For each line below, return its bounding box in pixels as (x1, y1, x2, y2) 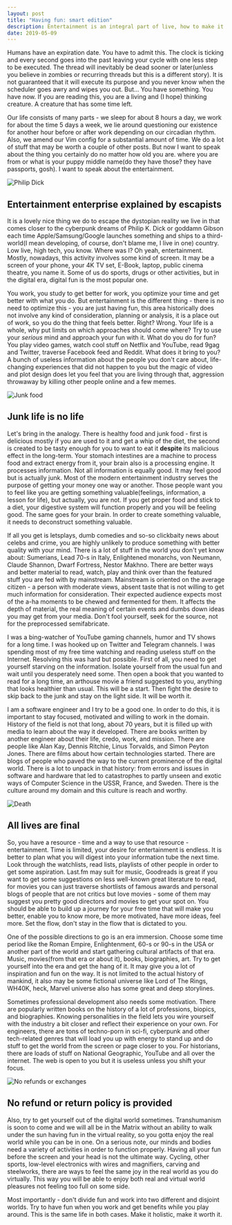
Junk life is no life (7, 411, 84, 423)
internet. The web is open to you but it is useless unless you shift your (7, 1056, 206, 1064)
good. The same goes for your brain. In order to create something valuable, (7, 510, 222, 518)
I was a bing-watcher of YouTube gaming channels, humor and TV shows (7, 633, 216, 641)
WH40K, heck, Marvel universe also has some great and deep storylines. (7, 984, 215, 992)
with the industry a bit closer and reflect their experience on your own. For (7, 1019, 219, 1028)
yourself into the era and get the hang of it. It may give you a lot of (7, 962, 195, 970)
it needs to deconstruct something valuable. (7, 518, 133, 526)
